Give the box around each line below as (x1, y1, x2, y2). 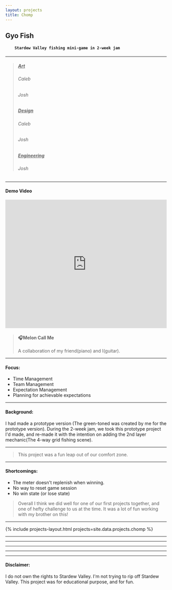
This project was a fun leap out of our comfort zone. (17, 451, 128, 457)
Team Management (12, 381, 54, 388)
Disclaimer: (5, 562, 31, 568)
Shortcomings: (5, 468, 38, 474)
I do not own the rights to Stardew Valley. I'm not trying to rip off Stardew (5, 574, 160, 580)
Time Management (12, 376, 53, 382)
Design (17, 107, 34, 114)
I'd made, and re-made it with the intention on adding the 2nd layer (5, 431, 146, 437)
